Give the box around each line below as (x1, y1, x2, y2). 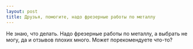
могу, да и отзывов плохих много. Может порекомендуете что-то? (6, 36, 173, 43)
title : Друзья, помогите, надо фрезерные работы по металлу (6, 14, 156, 20)
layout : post (6, 8, 38, 15)
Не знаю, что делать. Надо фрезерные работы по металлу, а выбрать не (6, 30, 188, 37)
